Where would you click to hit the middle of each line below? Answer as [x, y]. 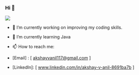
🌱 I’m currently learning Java [41, 37]
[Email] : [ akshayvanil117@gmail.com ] [52, 58]
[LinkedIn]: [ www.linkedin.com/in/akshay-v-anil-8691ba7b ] [73, 67]
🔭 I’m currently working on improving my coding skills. [67, 28]
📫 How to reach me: [33, 47]
